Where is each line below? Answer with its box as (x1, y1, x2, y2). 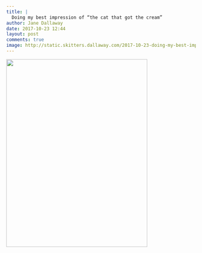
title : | (6, 8, 28, 15)
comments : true (6, 37, 44, 43)
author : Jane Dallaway (6, 20, 63, 26)
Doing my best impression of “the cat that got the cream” (11, 14, 163, 20)
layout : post (6, 31, 39, 37)
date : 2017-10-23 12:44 (6, 25, 66, 32)
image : (6, 43, 23, 49)
